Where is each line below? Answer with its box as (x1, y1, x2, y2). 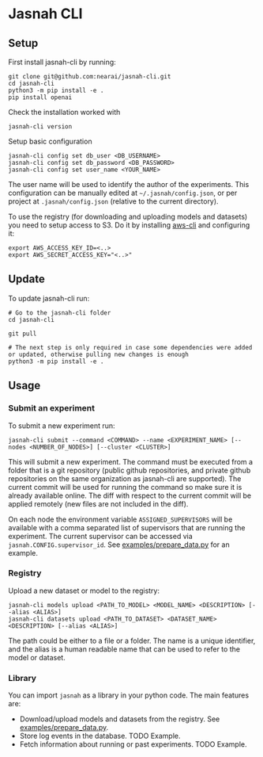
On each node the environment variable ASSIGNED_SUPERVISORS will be (8, 514, 233, 524)
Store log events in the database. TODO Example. (19, 731, 181, 741)
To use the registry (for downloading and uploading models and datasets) (8, 212, 248, 221)
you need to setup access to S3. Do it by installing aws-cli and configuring (8, 220, 250, 230)
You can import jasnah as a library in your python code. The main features (8, 690, 250, 700)
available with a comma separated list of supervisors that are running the (8, 522, 246, 532)
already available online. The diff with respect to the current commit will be (8, 491, 252, 500)
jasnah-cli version (8, 123, 73, 131)
